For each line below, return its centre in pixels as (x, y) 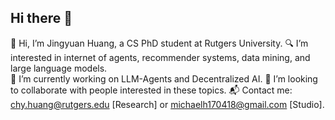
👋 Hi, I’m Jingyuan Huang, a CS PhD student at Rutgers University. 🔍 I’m (159, 43)
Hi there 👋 (41, 18)
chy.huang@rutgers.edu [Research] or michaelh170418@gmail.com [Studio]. (167, 104)
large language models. (59, 68)
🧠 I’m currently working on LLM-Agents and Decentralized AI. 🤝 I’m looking (164, 78)
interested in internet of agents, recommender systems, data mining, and (160, 57)
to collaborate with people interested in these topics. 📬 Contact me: (151, 90)
